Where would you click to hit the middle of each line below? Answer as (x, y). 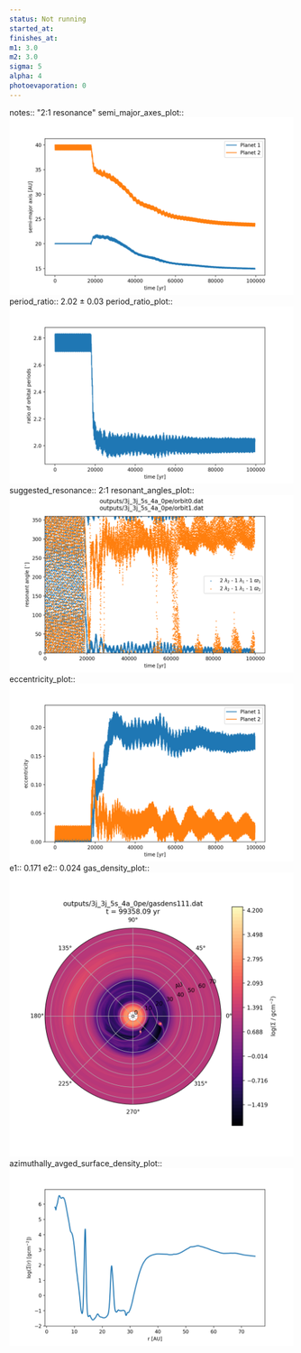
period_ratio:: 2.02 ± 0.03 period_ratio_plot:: (91, 301)
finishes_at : (34, 38)
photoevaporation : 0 (48, 86)
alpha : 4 (26, 77)
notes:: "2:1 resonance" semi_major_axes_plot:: (97, 112)
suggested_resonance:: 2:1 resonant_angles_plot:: (102, 490)
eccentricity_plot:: (42, 679)
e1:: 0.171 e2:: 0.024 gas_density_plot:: (80, 868)
